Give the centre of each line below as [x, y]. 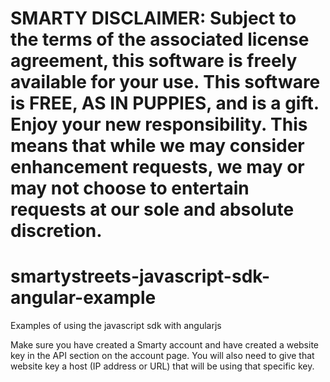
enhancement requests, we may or [157, 167]
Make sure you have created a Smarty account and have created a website [165, 345]
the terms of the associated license [160, 39]
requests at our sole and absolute [152, 209]
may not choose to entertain [130, 188]
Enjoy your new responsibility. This [159, 124]
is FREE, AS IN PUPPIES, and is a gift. [165, 103]
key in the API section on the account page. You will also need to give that [162, 356]
